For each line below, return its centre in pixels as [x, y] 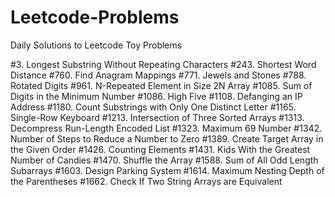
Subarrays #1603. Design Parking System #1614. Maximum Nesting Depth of [167, 170]
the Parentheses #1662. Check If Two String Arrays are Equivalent [146, 181]
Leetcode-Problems [95, 17]
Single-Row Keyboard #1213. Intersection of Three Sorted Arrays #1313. [157, 117]
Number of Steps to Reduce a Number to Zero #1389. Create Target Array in [167, 138]
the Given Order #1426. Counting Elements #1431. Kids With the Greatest [160, 149]
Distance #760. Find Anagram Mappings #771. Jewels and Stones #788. [158, 75]
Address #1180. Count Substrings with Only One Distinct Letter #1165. [153, 107]
